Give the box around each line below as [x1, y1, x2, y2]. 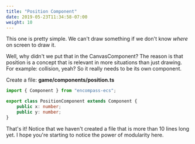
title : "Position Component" [6, 8, 77, 15]
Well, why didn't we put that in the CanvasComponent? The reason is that [6, 53, 183, 60]
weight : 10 [6, 19, 33, 25]
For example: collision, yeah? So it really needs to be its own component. [6, 65, 182, 72]
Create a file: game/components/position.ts [6, 76, 115, 83]
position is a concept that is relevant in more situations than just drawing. [6, 59, 183, 66]
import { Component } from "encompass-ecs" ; [6, 88, 117, 94]
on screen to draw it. [6, 41, 56, 48]
